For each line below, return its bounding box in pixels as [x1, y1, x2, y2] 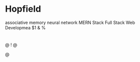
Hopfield [5, 3, 41, 15]
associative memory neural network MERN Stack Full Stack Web [5, 20, 135, 25]
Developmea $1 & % [5, 24, 46, 30]
